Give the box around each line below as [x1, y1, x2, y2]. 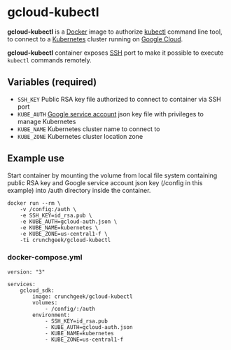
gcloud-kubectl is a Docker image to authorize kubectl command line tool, [7, 27, 223, 36]
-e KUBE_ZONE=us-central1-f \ [20, 230, 108, 237]
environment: [32, 311, 71, 318]
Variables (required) [7, 76, 97, 88]
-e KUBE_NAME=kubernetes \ [20, 224, 99, 231]
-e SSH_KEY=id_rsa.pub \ [20, 212, 92, 219]
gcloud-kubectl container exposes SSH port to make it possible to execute [7, 48, 224, 57]
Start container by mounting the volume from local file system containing [7, 171, 218, 180]
